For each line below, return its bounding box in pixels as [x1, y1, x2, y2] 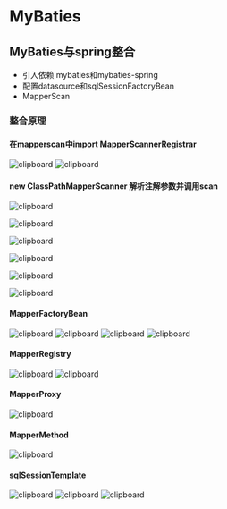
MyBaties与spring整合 [9, 44, 136, 59]
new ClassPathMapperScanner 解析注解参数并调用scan [9, 181, 219, 191]
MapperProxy [9, 389, 62, 400]
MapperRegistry [9, 349, 71, 360]
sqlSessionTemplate [9, 470, 87, 480]
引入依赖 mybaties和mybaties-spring [21, 70, 158, 80]
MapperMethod [9, 429, 69, 440]
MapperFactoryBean [9, 308, 88, 318]
